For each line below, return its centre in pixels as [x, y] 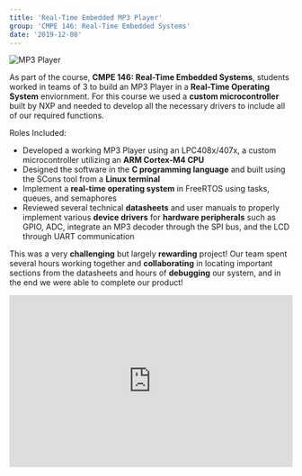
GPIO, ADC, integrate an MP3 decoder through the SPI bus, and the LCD [156, 227]
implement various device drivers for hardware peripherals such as [149, 218]
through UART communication [78, 237]
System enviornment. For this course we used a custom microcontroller [144, 96]
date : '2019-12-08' [46, 34]
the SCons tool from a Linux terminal [91, 179]
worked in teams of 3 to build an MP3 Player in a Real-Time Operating [140, 87]
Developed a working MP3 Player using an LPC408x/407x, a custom [149, 150]
